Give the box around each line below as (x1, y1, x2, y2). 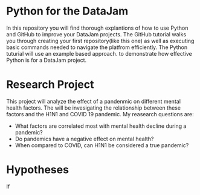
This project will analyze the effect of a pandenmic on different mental (6, 97, 181, 105)
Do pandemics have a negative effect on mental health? (15, 135, 154, 142)
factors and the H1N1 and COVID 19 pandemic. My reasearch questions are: (6, 110, 195, 117)
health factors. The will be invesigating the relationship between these (6, 104, 181, 111)
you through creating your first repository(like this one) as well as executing (6, 37, 195, 44)
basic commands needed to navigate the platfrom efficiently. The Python (6, 44, 188, 51)
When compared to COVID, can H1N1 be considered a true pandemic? (15, 141, 189, 149)
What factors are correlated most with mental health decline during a (15, 122, 187, 130)
